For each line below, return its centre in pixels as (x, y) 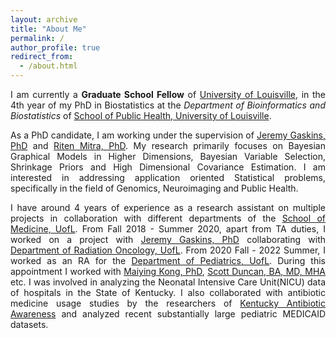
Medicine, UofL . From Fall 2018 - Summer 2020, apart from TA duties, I (168, 229)
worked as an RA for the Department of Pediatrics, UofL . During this (168, 260)
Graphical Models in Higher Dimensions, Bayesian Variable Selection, (168, 156)
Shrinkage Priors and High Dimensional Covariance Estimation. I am (168, 167)
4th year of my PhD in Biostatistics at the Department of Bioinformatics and (168, 105)
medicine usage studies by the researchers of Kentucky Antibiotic (168, 303)
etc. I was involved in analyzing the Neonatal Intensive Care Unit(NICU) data (168, 282)
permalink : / (37, 38)
